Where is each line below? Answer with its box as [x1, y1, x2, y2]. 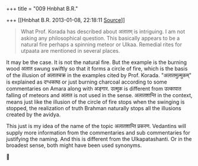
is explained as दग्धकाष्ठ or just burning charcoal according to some [6, 78, 167, 85]
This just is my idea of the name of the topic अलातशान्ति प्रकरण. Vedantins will [6, 123, 187, 129]
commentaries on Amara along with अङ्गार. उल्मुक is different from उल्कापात [6, 85, 182, 92]
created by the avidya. [6, 111, 61, 118]
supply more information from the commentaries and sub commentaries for [6, 129, 191, 136]
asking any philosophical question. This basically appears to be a [20, 35, 180, 41]
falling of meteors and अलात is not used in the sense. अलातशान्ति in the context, [6, 92, 193, 98]
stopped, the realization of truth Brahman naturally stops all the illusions [6, 105, 182, 111]
